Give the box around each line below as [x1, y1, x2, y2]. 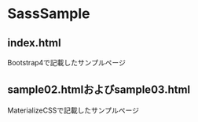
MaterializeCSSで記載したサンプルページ [7, 105, 139, 115]
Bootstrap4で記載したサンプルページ [7, 58, 126, 67]
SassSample [7, 5, 91, 23]
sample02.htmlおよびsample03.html [7, 83, 191, 97]
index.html [7, 36, 61, 50]
